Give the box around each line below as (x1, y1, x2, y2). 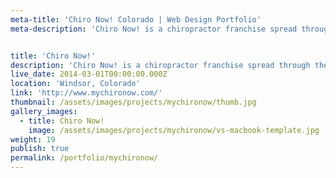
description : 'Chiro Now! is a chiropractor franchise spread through (10, 60, 311, 70)
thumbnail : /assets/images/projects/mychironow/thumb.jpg (10, 97, 257, 107)
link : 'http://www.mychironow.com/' (10, 88, 163, 98)
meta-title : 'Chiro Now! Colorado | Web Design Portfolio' (10, 14, 262, 25)
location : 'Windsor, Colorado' (10, 79, 141, 89)
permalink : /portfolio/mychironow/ (10, 153, 159, 163)
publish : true (10, 144, 70, 154)
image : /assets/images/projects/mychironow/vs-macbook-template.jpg (28, 125, 320, 135)
